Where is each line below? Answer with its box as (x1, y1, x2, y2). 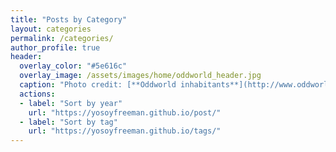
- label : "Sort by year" (19, 98, 123, 108)
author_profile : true (10, 42, 101, 53)
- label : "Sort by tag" (19, 117, 118, 127)
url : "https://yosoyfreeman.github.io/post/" (28, 107, 222, 118)
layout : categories (10, 24, 92, 34)
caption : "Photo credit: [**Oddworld (19, 80, 177, 90)
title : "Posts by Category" (10, 14, 128, 25)
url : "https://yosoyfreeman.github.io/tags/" (28, 126, 222, 136)
